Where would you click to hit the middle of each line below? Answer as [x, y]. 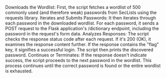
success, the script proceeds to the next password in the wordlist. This [78, 60]
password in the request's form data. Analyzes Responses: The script [77, 34]
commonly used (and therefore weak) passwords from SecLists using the [81, 12]
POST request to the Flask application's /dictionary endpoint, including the [82, 28]
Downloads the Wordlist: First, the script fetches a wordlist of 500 [73, 7]
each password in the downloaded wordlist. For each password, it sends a [82, 23]
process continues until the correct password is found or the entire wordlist [83, 65]
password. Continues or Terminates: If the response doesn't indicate [76, 55]
